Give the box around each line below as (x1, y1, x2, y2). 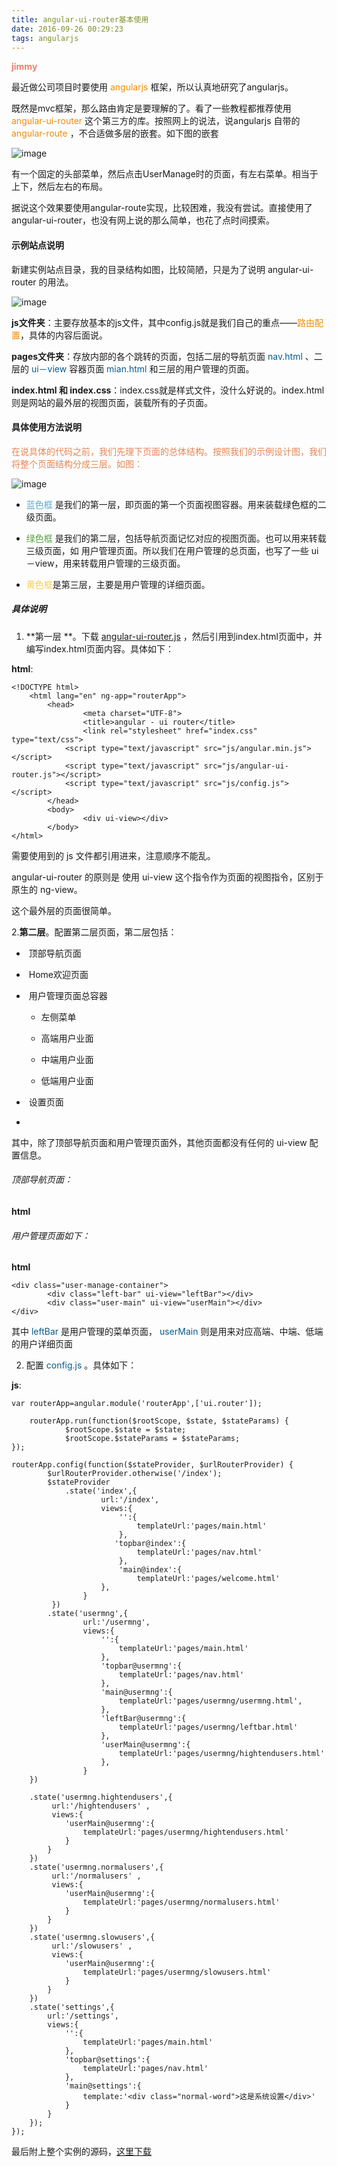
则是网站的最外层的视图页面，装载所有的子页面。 (11, 396, 213, 408)
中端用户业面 (40, 1053, 94, 1065)
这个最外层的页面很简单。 (11, 904, 117, 916)
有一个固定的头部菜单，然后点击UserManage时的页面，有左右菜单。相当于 (11, 168, 319, 180)
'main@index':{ (118, 1565, 183, 1575)
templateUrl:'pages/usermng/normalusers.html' (82, 1897, 281, 1908)
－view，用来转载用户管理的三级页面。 (25, 557, 186, 569)
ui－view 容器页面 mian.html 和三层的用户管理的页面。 (30, 362, 255, 375)
